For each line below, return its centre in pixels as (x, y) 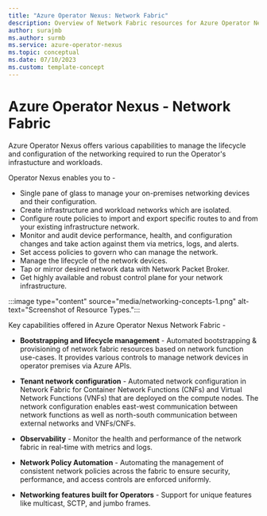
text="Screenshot (37, 310)
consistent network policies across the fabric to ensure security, (125, 471)
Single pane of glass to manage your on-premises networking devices (135, 193)
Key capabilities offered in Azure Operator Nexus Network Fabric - (117, 325)
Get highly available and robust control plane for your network (121, 277)
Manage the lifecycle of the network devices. (94, 260)
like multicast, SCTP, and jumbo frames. (85, 503)
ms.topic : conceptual (44, 52)
